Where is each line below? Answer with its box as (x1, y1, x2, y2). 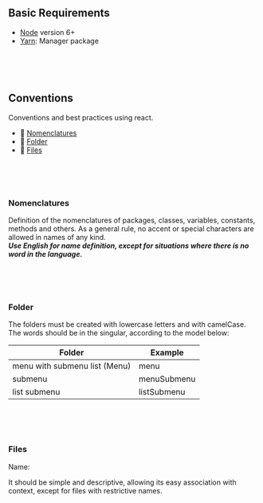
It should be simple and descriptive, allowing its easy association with (8, 477, 237, 487)
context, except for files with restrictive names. (8, 485, 163, 495)
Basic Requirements (8, 6, 110, 20)
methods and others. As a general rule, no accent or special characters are (8, 223, 255, 234)
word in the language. (8, 249, 83, 258)
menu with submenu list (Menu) (12, 360, 131, 371)
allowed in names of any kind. (8, 232, 106, 242)
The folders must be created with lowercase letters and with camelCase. (8, 320, 246, 329)
